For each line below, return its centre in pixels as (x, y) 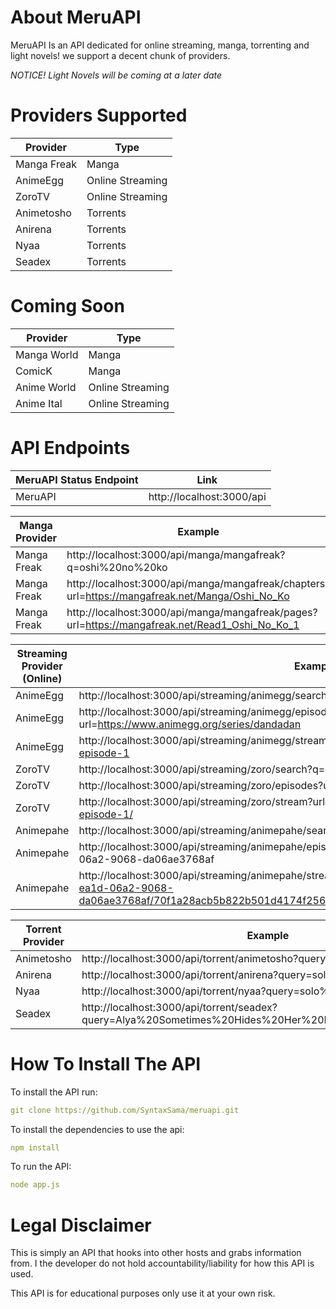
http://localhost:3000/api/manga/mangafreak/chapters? (198, 583)
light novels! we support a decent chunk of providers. (120, 55)
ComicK (34, 371)
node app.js (35, 1185)
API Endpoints (70, 448)
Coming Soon (67, 306)
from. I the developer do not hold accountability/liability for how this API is (162, 1263)
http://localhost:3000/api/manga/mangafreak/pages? (192, 612)
